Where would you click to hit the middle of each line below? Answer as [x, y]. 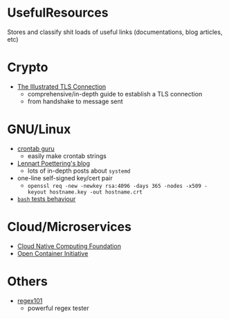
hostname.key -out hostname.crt [96, 192]
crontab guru [36, 148]
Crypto [28, 68]
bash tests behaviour [46, 198]
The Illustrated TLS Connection [62, 86]
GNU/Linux [39, 129]
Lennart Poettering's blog [54, 163]
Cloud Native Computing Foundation [69, 246]
